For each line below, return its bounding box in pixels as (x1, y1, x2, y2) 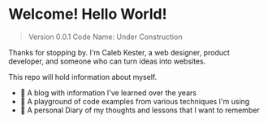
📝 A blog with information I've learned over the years (19, 87, 197, 98)
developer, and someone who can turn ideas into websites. (8, 56, 206, 66)
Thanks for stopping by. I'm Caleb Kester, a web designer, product (8, 47, 230, 57)
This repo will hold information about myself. (8, 72, 158, 81)
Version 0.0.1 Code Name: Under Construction (28, 32, 183, 42)
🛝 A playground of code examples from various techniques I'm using (19, 96, 250, 106)
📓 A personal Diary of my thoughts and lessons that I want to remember (19, 105, 260, 115)
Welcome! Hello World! (8, 5, 167, 24)
